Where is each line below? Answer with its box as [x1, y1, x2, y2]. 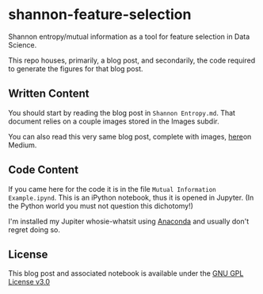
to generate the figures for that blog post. [8, 63, 144, 73]
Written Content [8, 87, 90, 101]
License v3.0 [8, 277, 50, 287]
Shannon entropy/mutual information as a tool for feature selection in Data [8, 32, 250, 41]
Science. [8, 40, 37, 49]
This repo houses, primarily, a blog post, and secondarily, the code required [8, 55, 256, 65]
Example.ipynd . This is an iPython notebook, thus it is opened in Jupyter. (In [8, 193, 254, 202]
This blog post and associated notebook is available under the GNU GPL [8, 269, 244, 278]
